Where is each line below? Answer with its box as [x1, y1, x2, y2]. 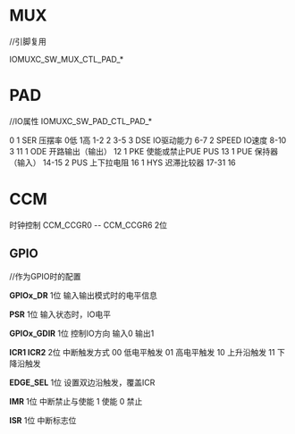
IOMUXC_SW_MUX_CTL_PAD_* [9, 54, 124, 64]
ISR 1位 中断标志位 [9, 414, 77, 425]
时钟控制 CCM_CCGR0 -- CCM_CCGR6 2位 [9, 220, 168, 230]
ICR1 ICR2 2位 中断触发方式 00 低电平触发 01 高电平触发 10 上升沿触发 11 [9, 346, 275, 357]
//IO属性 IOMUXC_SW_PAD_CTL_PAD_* [9, 115, 153, 126]
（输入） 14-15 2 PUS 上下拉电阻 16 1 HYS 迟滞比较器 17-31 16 [9, 157, 237, 168]
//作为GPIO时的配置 [9, 271, 81, 281]
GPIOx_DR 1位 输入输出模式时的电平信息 [9, 289, 158, 300]
